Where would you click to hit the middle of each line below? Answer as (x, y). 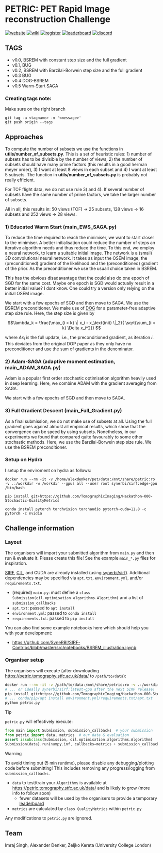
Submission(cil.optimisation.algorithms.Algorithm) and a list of (78, 597)
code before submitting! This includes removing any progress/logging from (80, 768)
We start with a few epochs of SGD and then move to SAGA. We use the (77, 303)
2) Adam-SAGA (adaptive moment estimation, (60, 361)
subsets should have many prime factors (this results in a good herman (76, 164)
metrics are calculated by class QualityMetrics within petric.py (77, 808)
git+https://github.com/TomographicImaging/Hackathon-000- (92, 496)
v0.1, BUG (22, 65)
